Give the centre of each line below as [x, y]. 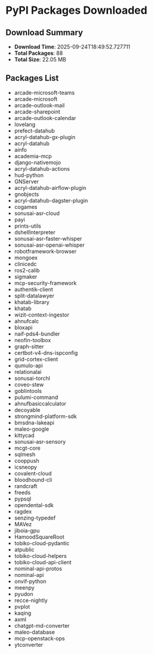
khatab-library [32, 302]
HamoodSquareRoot [39, 537]
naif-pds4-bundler [37, 334]
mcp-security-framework [45, 283]
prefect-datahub [34, 131]
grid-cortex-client [36, 359]
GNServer [27, 181]
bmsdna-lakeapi [34, 422]
